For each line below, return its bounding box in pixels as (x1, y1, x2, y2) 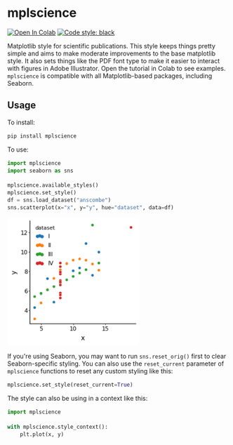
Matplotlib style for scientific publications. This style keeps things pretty (7, 41, 216, 50)
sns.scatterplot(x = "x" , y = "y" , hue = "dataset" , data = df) (7, 204, 174, 211)
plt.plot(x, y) (20, 430, 65, 438)
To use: (7, 145, 29, 154)
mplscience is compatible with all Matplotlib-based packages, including (7, 72, 213, 80)
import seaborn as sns (7, 167, 74, 174)
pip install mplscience (7, 132, 77, 140)
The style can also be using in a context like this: (7, 394, 148, 402)
